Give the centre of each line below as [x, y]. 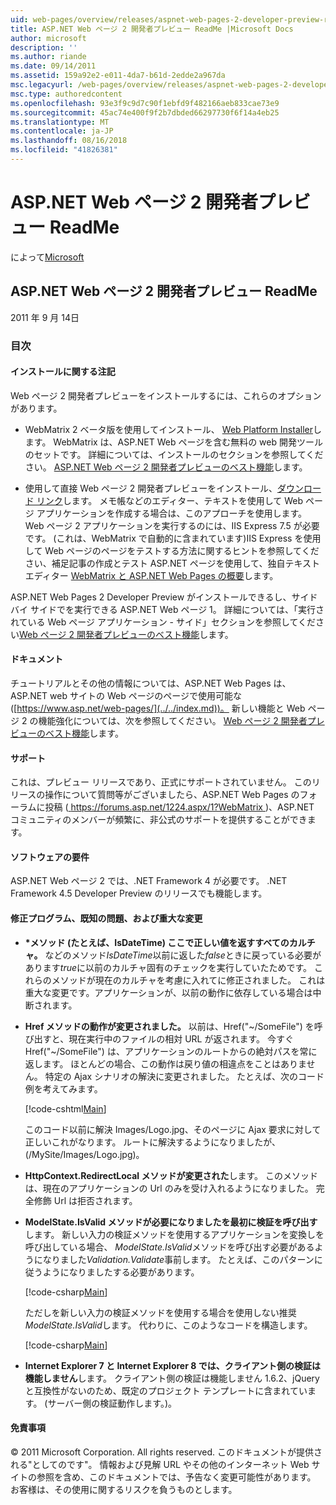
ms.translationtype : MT [60, 122]
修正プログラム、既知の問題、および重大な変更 [106, 918]
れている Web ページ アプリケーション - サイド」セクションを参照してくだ [163, 622]
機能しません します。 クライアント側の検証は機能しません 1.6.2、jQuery [172, 1378]
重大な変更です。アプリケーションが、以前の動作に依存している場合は [168, 992]
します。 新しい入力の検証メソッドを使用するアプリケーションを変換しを [174, 1234]
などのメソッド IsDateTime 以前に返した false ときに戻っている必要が [183, 955]
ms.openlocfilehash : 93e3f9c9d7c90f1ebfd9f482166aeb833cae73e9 [145, 103]
